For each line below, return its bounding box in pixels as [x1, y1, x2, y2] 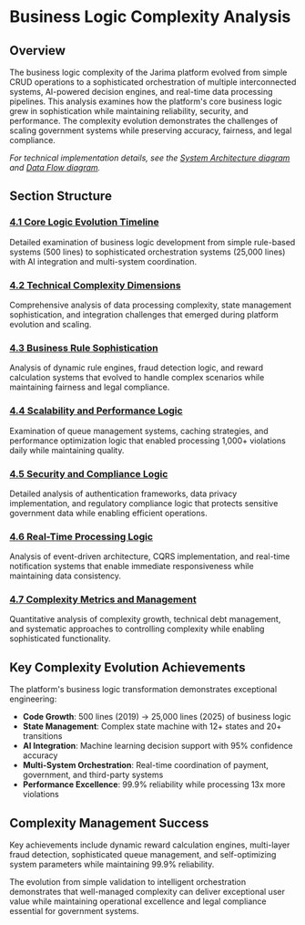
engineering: [9, 693, 57, 704]
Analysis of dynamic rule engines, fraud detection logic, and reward [9, 362, 264, 373]
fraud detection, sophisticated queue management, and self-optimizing [9, 849, 277, 860]
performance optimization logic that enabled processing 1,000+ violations [9, 435, 287, 446]
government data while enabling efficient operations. [9, 507, 208, 518]
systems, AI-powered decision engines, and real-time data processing [9, 87, 273, 97]
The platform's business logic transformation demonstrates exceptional [9, 684, 278, 695]
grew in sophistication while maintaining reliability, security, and [9, 106, 249, 116]
